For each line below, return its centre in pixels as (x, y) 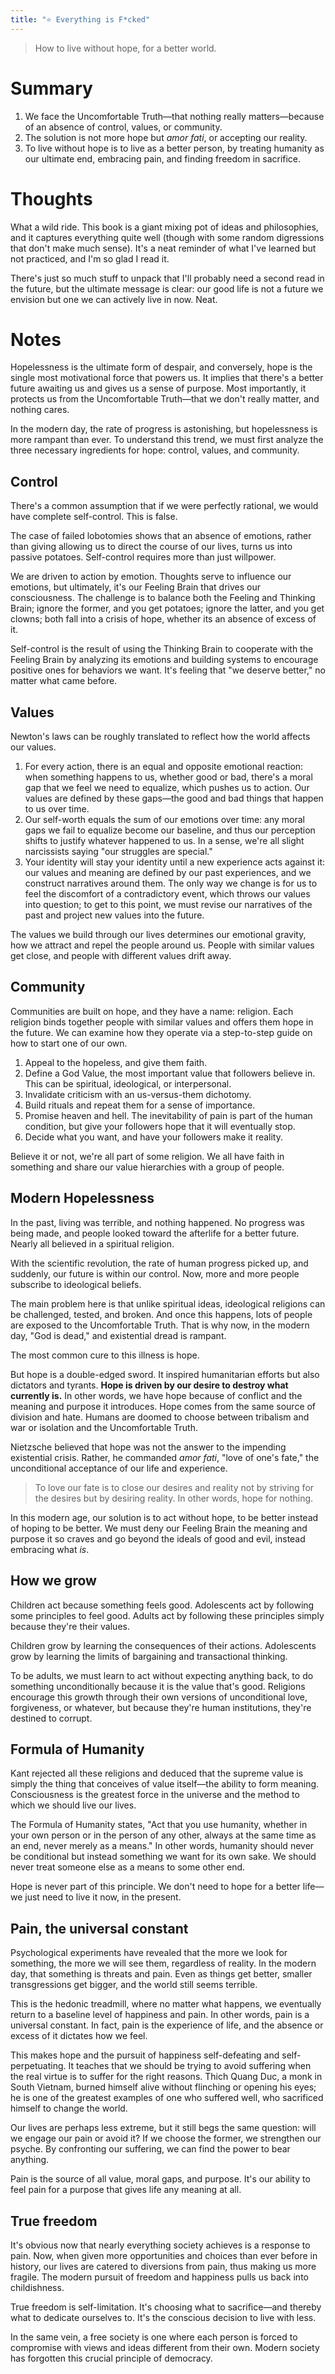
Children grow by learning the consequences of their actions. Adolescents (163, 1645)
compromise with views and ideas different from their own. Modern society (165, 2347)
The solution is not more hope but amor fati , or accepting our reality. (166, 137)
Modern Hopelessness (82, 1198)
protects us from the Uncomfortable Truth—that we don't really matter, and (165, 399)
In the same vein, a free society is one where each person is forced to (154, 2337)
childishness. (37, 2287)
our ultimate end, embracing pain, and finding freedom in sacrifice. (163, 158)
